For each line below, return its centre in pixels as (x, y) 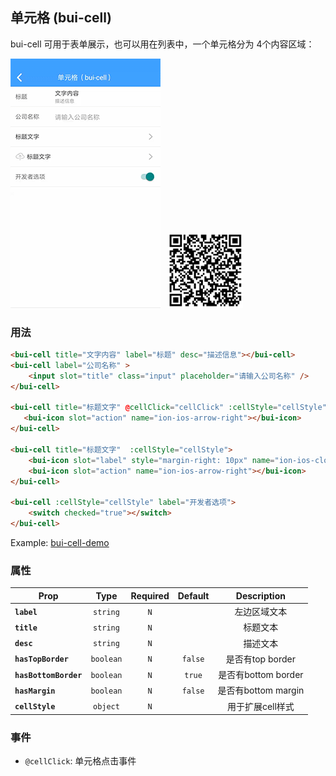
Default (193, 595)
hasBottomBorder (48, 675)
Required (150, 595)
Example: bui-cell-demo (60, 542)
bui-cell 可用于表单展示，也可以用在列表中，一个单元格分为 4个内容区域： (162, 44)
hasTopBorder (41, 659)
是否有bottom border (261, 675)
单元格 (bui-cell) (61, 18)
